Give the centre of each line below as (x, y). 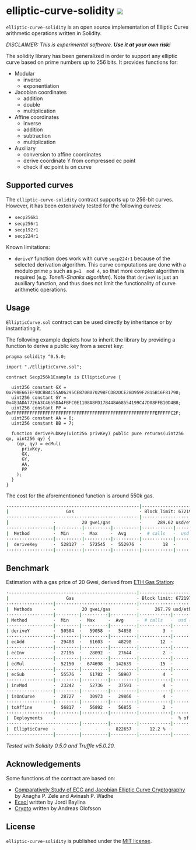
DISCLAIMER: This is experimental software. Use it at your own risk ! (88, 45)
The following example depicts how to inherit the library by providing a (91, 339)
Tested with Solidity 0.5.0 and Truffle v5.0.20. (61, 746)
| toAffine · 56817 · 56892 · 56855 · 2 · (90, 707)
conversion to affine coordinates (62, 154)
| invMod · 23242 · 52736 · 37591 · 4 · (90, 686)
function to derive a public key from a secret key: (65, 346)
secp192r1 (27, 230)
